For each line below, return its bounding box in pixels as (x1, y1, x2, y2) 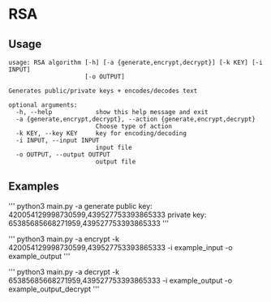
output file (95, 158, 136, 166)
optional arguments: (8, 101, 79, 109)
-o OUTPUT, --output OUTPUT (15, 151, 111, 159)
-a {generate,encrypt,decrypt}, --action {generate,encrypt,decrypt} (15, 115, 256, 123)
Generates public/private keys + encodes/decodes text (8, 87, 198, 95)
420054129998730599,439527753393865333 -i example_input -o (8, 242, 233, 252)
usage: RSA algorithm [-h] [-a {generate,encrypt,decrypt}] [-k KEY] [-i (8, 58, 264, 66)
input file (95, 143, 132, 151)
